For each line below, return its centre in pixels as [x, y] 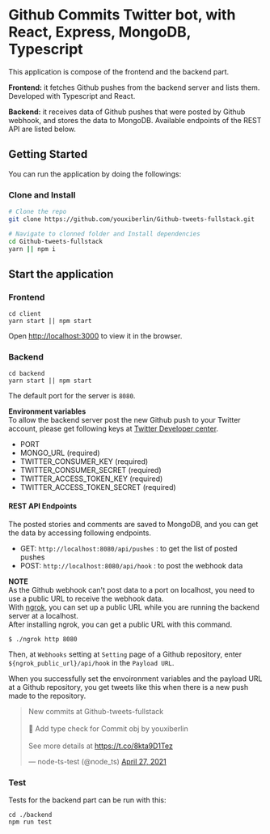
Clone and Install [42, 194]
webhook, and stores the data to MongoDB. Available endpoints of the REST [135, 120]
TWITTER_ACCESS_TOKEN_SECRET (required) [98, 487]
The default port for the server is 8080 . [72, 396]
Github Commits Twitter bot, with [122, 15]
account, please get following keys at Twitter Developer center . [114, 429]
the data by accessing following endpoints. [80, 533]
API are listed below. [42, 129]
